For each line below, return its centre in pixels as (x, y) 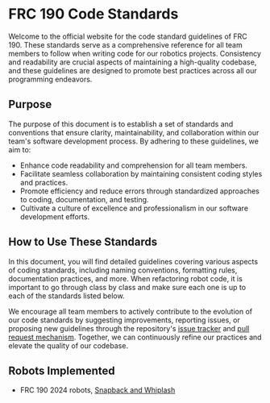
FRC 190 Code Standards (93, 14)
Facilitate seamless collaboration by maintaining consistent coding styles (141, 173)
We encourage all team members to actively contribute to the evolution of (131, 311)
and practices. (44, 182)
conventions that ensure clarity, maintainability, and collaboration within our (134, 132)
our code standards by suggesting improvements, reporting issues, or (124, 320)
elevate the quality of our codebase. (69, 345)
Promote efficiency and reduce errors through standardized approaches (140, 191)
